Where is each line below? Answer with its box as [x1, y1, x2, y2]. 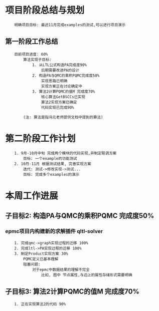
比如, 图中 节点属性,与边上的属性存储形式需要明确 [41, 272, 132, 277]
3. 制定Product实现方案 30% [14, 251, 69, 256]
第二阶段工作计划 [5, 133, 76, 144]
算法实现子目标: [23, 57, 52, 62]
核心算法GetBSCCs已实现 [41, 94, 86, 99]
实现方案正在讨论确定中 [41, 84, 83, 89]
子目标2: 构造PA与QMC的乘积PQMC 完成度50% [5, 211, 154, 220]
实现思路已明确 [41, 78, 68, 83]
